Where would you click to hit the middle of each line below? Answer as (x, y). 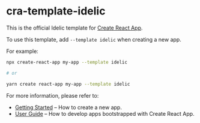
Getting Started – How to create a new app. (68, 107)
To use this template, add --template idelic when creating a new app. (94, 39)
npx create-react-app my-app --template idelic (67, 62)
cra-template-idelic (56, 11)
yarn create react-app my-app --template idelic (68, 84)
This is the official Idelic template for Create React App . (74, 28)
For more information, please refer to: (53, 95)
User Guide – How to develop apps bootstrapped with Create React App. (105, 113)
